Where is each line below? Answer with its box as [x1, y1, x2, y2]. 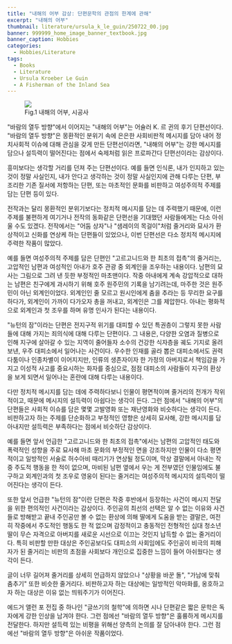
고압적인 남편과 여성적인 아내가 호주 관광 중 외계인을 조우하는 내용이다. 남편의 [7, 263, 216, 271]
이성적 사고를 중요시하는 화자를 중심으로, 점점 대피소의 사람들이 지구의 [19, 364, 209, 372]
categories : [7, 42, 42, 49]
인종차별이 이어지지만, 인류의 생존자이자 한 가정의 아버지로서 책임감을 [30, 356, 218, 364]
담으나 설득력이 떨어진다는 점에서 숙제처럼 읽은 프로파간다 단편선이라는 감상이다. [7, 149, 224, 157]
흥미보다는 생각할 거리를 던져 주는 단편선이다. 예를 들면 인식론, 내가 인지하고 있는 [7, 164, 225, 172]
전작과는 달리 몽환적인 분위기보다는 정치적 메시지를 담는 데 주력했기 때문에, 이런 [7, 204, 222, 213]
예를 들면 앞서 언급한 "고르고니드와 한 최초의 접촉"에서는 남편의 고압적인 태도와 [7, 437, 220, 445]
